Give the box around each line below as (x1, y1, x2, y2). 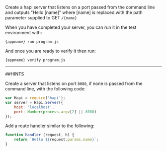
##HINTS (5, 71, 24, 76)
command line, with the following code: (5, 86, 86, 91)
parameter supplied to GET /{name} (5, 15, 77, 20)
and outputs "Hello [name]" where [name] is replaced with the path (5, 9, 143, 15)
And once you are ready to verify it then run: (5, 48, 96, 54)
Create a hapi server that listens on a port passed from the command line (5, 4, 155, 10)
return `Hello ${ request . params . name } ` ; (14, 137, 99, 142)
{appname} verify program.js (5, 58, 66, 63)
